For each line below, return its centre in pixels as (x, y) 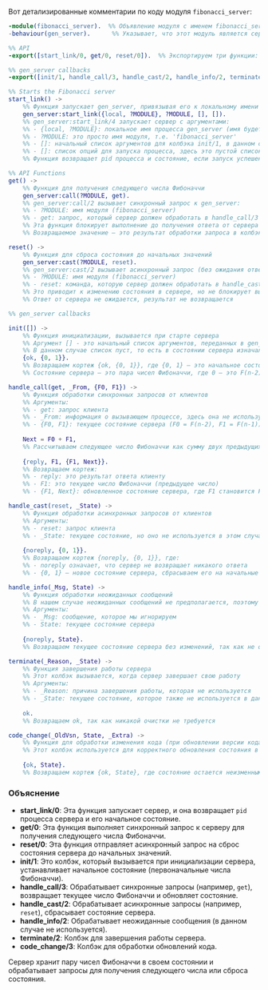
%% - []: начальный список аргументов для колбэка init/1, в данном (139, 144)
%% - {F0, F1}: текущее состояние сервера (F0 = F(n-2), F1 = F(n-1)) (142, 425)
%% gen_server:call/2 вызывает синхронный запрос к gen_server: (132, 203)
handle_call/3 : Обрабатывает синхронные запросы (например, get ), (136, 887)
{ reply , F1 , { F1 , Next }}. (66, 462)
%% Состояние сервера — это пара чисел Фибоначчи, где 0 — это (130, 373)
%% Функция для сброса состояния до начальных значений (118, 255)
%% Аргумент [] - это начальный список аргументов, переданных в (134, 343)
